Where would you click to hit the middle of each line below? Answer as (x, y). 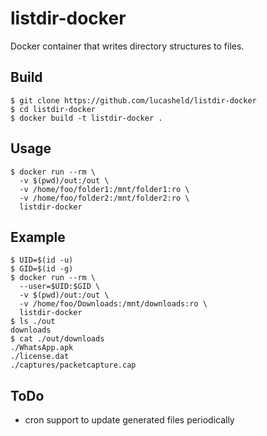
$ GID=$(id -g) (42, 269)
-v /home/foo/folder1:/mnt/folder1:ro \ (104, 189)
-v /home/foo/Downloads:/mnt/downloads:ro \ (113, 304)
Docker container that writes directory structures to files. (127, 46)
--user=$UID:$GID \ (60, 287)
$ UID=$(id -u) (42, 260)
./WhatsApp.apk (42, 348)
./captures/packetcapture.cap (73, 365)
